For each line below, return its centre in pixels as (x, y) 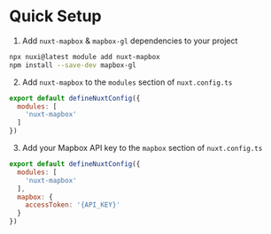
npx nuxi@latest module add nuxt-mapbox (85, 57)
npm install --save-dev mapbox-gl (73, 65)
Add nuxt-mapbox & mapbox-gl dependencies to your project (130, 41)
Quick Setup (55, 16)
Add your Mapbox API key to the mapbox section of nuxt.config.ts (142, 148)
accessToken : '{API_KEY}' (73, 205)
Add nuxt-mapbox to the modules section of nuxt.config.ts (127, 82)
